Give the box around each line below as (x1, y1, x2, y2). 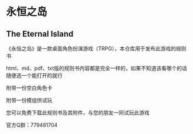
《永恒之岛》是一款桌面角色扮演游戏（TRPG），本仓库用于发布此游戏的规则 (6, 45, 187, 52)
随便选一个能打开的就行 (6, 72, 63, 79)
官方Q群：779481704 (6, 122, 58, 128)
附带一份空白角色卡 (6, 84, 53, 91)
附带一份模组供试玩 (6, 97, 53, 104)
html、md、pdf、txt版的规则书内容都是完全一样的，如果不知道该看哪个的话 (6, 65, 187, 72)
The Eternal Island (6, 29, 74, 38)
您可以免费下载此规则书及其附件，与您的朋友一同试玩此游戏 (6, 109, 150, 116)
